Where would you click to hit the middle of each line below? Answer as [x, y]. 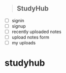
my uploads [24, 43]
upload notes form [31, 37]
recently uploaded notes [36, 32]
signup [19, 26]
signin [18, 20]
